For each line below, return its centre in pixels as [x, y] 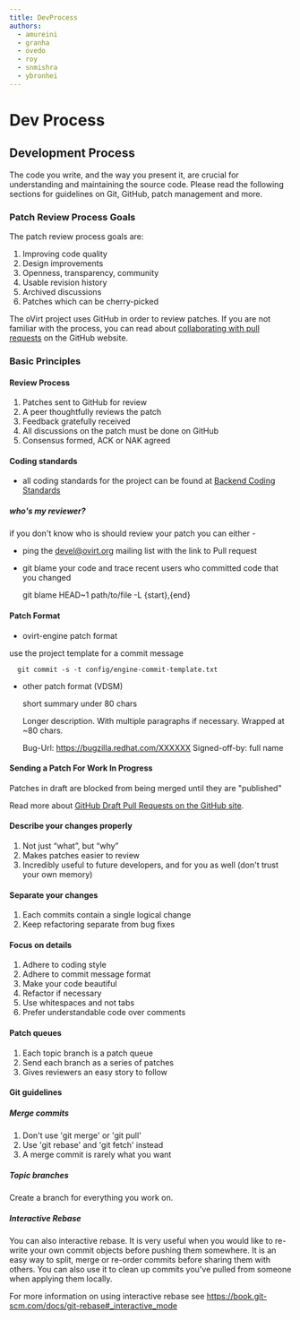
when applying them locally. [61, 1279]
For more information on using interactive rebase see [107, 1297]
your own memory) [57, 874]
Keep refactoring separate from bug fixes [99, 925]
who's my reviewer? [48, 511]
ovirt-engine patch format [70, 635]
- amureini [38, 34]
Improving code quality [64, 254]
